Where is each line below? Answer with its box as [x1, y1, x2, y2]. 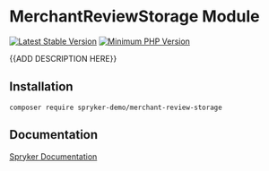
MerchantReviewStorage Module [9, 6, 260, 27]
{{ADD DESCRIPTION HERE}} [9, 53, 117, 64]
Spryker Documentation [9, 150, 98, 162]
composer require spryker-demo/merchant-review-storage [9, 103, 222, 112]
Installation [9, 79, 74, 95]
